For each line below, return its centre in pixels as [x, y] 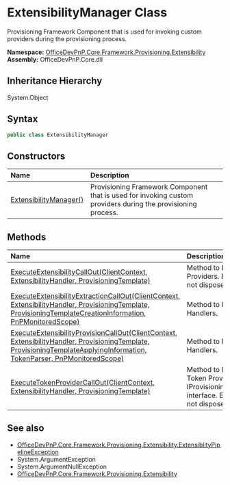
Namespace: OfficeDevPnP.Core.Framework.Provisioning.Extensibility [106, 52]
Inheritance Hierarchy [55, 81]
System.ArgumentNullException [62, 467]
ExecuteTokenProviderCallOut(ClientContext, [83, 383]
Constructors [36, 156]
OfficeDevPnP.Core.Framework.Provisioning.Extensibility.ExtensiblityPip [118, 445]
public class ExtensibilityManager [58, 135]
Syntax [23, 119]
